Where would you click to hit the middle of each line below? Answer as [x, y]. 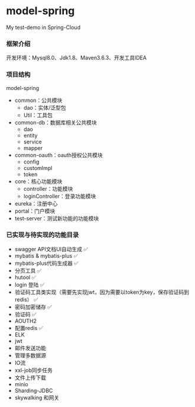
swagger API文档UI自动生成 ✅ [51, 249]
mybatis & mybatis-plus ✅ [46, 255]
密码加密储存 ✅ [33, 307]
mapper [33, 148]
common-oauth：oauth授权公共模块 [58, 155]
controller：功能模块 [48, 188]
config [31, 162]
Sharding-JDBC [34, 390]
